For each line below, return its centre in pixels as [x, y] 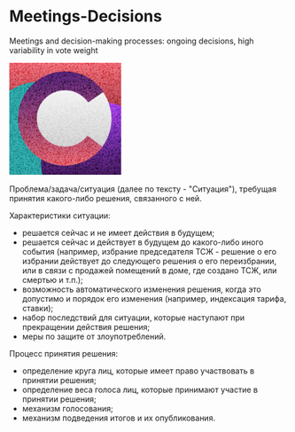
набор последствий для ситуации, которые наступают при [133, 318]
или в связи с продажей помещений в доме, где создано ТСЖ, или [149, 270]
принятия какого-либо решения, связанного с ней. [105, 198]
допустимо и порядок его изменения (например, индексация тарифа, [154, 298]
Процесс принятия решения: [64, 353]
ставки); [38, 308]
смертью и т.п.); [53, 279]
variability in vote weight [54, 50]
